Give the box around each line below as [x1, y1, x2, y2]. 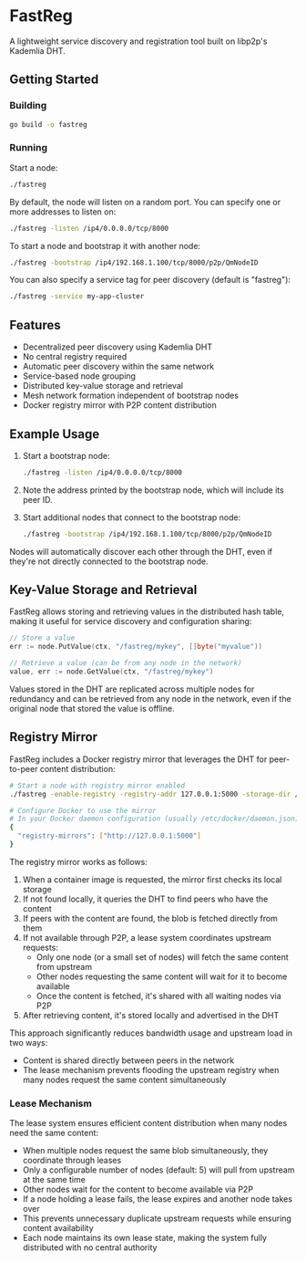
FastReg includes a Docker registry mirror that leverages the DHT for [9, 754, 268, 765]
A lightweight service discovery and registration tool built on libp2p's [9, 36, 268, 47]
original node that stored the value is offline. [9, 703, 175, 714]
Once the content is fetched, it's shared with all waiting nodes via [36, 990, 282, 1001]
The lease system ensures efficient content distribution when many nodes [9, 1118, 288, 1129]
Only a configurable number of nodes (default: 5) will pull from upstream [22, 1164, 295, 1175]
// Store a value [9, 633, 76, 643]
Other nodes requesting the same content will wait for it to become [36, 971, 288, 982]
